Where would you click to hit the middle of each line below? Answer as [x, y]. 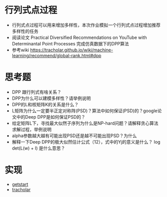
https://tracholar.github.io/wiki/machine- [72, 50]
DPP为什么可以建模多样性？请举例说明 [51, 98]
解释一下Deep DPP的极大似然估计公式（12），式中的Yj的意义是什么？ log [86, 142]
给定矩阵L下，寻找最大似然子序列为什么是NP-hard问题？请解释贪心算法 [85, 123]
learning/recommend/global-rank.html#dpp [57, 55]
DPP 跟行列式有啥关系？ [37, 92]
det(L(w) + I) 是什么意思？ [38, 148]
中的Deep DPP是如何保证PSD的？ [51, 117]
